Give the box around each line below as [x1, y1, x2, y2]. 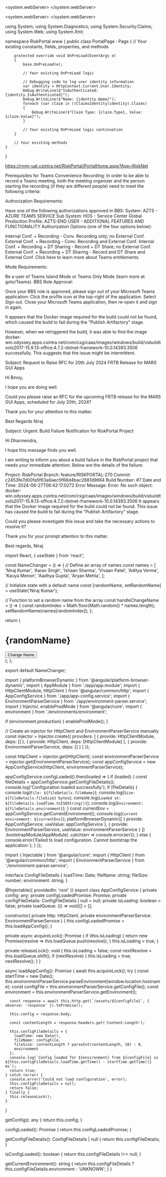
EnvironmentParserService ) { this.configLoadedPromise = [5, 918, 125, 924]
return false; [9, 1086, 39, 1091]
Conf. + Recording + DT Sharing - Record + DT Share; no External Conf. [5, 244, 152, 250]
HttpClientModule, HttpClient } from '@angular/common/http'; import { [5, 687, 150, 693]
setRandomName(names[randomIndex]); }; [5, 608, 93, 613]
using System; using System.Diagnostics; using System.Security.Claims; [5, 23, 153, 29]
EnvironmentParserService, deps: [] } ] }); [5, 744, 90, 750]
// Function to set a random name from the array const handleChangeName [5, 597, 159, 603]
